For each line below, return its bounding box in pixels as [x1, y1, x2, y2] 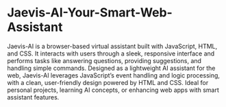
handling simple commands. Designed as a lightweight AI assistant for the [7, 64, 216, 72]
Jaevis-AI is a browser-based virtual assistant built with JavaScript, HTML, [7, 42, 218, 50]
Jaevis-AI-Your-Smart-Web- [7, 5, 173, 21]
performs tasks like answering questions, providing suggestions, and [7, 56, 202, 64]
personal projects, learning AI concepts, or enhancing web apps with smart [7, 86, 219, 94]
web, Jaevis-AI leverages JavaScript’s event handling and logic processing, [7, 71, 221, 80]
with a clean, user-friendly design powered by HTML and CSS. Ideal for [7, 78, 209, 86]
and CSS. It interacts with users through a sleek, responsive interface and [7, 49, 215, 58]
